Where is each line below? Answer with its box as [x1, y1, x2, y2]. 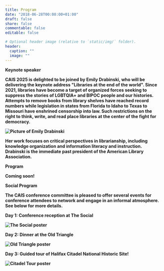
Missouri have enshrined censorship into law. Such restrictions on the [5, 108, 152, 114]
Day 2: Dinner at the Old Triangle [5, 231, 74, 237]
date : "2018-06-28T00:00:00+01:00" [5, 12, 79, 17]
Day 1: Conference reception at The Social [5, 212, 93, 218]
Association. [5, 153, 32, 159]
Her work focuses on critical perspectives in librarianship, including [5, 137, 148, 144]
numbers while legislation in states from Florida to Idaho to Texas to [5, 103, 148, 109]
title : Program [5, 7, 37, 12]
